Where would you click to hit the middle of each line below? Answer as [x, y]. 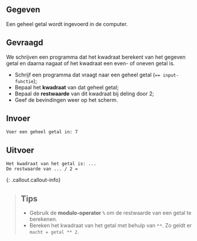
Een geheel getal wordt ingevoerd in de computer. [67, 24]
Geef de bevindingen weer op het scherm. [66, 99]
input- [171, 75]
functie [24, 81]
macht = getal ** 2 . [54, 232]
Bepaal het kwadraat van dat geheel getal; [67, 87]
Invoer [18, 119]
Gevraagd [25, 43]
